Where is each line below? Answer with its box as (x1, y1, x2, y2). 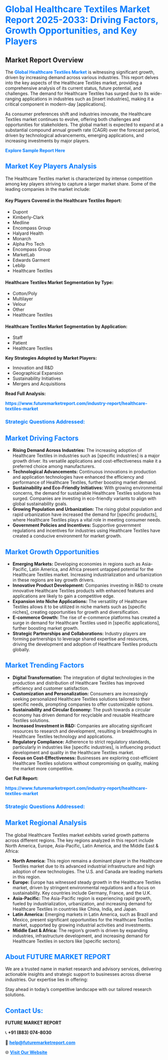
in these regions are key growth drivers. (12, 577, 95, 583)
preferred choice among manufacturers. (12, 463, 96, 470)
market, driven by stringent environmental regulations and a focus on (12, 884, 155, 890)
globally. (12, 646, 30, 652)
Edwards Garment (12, 257, 50, 263)
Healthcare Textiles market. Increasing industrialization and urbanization (12, 571, 162, 577)
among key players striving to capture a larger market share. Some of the (5, 180, 156, 187)
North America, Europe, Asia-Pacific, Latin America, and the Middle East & (5, 842, 159, 848)
